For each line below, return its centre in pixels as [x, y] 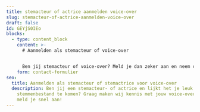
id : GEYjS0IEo [24, 28]
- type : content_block [40, 39]
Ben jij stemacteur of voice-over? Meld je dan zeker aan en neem [106, 66]
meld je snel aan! [40, 100]
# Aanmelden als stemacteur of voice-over [75, 51]
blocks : [16, 34]
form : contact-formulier [48, 72]
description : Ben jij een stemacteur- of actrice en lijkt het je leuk [102, 89]
